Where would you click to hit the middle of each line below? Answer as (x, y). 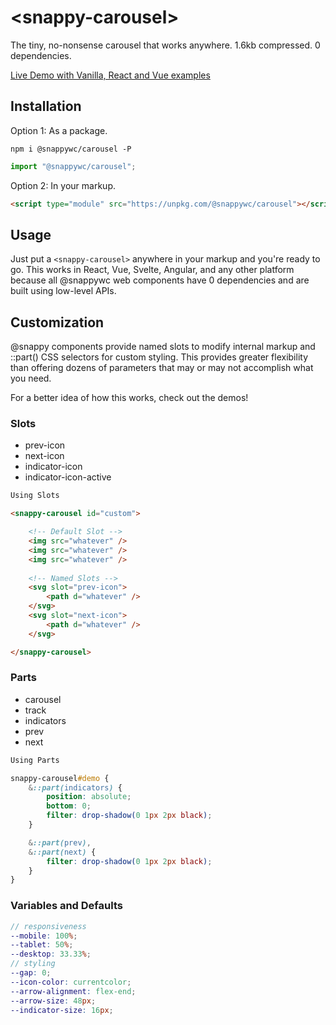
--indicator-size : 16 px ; (62, 1010)
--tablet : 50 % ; (42, 945)
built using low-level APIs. (63, 291)
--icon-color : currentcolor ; (71, 982)
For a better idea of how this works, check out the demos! (129, 398)
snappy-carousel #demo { (60, 778)
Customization (57, 322)
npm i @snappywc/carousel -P (71, 149)
